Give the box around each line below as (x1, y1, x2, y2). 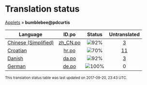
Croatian (7, 47, 27, 54)
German (7, 63, 26, 69)
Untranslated (109, 31, 140, 37)
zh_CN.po (59, 39, 81, 46)
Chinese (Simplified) (7, 39, 54, 46)
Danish (7, 55, 23, 62)
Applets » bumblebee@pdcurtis (5, 19, 70, 25)
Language (18, 31, 43, 37)
